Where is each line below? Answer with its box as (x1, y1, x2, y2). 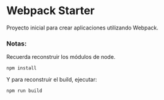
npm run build (6, 88, 43, 94)
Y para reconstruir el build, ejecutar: (6, 76, 97, 83)
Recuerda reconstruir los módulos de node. (6, 53, 116, 61)
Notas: (6, 39, 27, 48)
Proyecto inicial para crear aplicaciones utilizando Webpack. (6, 24, 158, 31)
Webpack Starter (6, 4, 95, 18)
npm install (6, 65, 37, 71)
